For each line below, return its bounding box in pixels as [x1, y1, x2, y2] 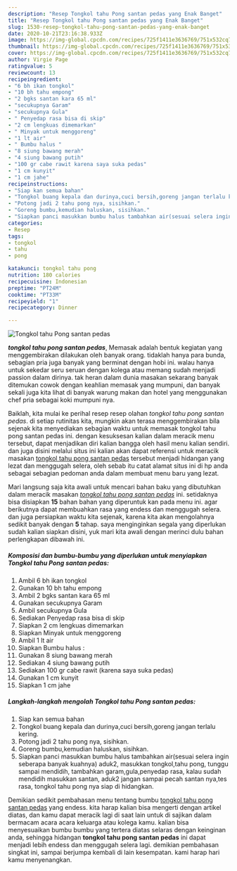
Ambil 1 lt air [18, 636, 54, 644]
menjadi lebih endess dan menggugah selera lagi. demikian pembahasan [8, 841, 219, 849]
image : [8, 37, 27, 44]
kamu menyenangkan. [8, 856, 72, 864]
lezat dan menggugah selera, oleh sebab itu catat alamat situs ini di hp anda [8, 462, 229, 470]
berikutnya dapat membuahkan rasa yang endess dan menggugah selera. [8, 505, 222, 514]
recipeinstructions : [8, 180, 69, 187]
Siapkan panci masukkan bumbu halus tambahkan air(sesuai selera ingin [18, 752, 229, 761]
